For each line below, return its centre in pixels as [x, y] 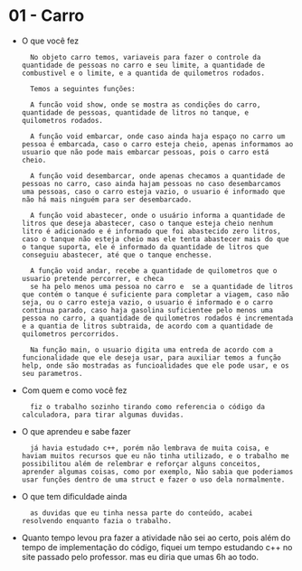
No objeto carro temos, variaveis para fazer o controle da [146, 57]
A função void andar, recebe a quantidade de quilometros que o [154, 271]
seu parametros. [52, 373]
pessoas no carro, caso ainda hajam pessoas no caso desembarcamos [151, 183]
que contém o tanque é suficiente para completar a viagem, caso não [156, 295]
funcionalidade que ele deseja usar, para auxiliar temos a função [151, 358]
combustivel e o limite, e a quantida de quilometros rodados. [143, 73]
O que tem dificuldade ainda [74, 496]
